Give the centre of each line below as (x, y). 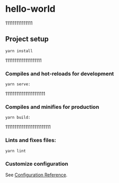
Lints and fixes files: (31, 140)
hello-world (31, 9)
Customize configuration (37, 164)
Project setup (27, 39)
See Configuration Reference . (36, 175)
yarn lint (16, 151)
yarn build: (18, 118)
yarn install (19, 51)
